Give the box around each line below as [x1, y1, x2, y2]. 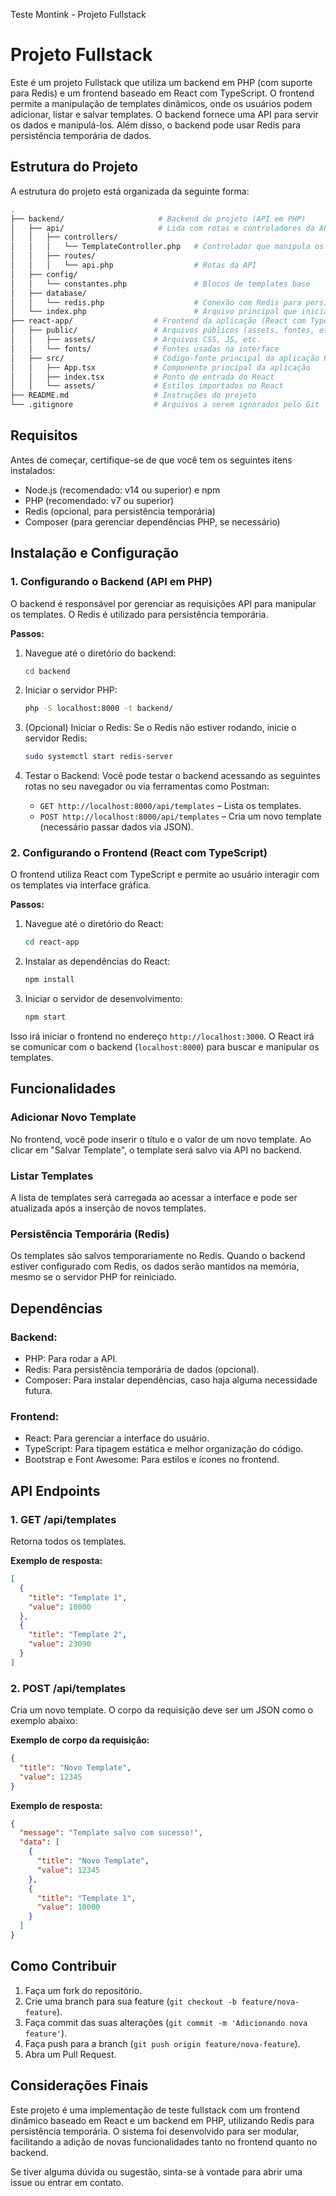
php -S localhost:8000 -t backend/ [24, 704, 174, 714]
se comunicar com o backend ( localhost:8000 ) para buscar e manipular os [10, 1041, 320, 1053]
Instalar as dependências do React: [24, 955, 171, 968]
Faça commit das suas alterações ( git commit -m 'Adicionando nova [24, 2016, 308, 2028]
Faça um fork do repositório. [24, 1984, 143, 1996]
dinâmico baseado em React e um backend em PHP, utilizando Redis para [10, 2114, 315, 2126]
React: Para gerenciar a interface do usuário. [24, 1432, 210, 1444]
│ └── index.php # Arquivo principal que [10, 307, 298, 317]
